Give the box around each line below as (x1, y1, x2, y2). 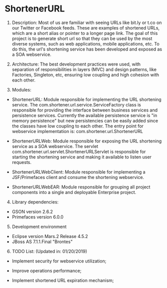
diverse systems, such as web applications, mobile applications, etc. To (11, 40, 159, 46)
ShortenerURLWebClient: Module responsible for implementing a (11, 168, 145, 175)
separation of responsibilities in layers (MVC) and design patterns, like (11, 66, 157, 72)
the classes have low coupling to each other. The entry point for (11, 123, 143, 129)
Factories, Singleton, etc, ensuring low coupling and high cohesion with (11, 71, 159, 77)
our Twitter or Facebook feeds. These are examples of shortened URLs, (11, 24, 160, 30)
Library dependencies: (11, 198, 58, 205)
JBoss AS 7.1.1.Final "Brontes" (11, 238, 73, 244)
